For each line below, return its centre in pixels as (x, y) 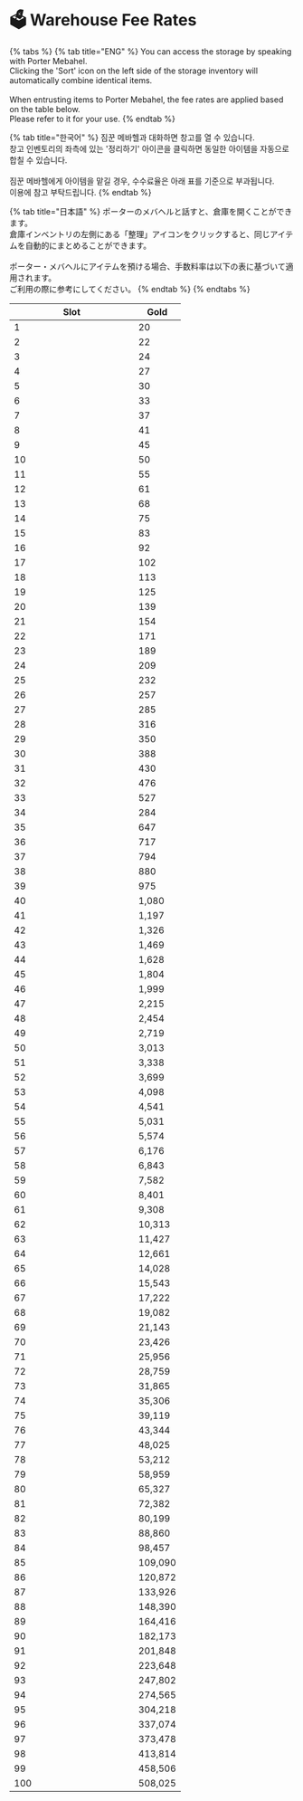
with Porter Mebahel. (48, 61)
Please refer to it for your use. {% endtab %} (93, 119)
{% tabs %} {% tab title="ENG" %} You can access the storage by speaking (151, 51)
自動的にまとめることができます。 (88, 245)
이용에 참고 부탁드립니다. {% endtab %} (80, 192)
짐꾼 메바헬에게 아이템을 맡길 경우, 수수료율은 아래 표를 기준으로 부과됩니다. (142, 181)
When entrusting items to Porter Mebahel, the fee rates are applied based (147, 100)
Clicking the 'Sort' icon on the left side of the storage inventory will (134, 71)
